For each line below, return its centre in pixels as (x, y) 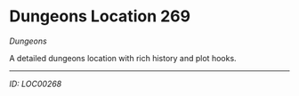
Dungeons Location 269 (100, 16)
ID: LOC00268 (36, 84)
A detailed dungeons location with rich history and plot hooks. (123, 58)
